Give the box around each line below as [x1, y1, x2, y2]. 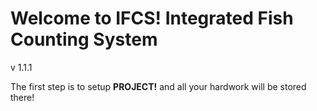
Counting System [10, 28, 158, 51]
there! [10, 91, 35, 103]
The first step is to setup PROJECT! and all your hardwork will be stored [10, 80, 307, 92]
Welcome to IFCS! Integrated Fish [10, 7, 294, 30]
